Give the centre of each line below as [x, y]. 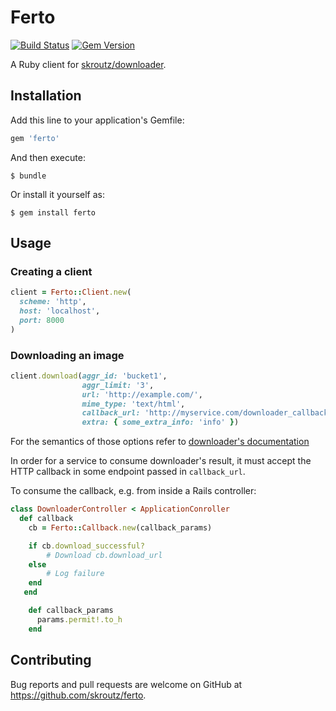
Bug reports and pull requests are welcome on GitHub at [126, 684]
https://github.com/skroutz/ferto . [78, 695]
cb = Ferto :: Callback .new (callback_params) [120, 527]
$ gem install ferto [53, 212]
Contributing [51, 660]
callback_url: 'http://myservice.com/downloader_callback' [207, 413]
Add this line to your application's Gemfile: [97, 120]
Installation [46, 96]
